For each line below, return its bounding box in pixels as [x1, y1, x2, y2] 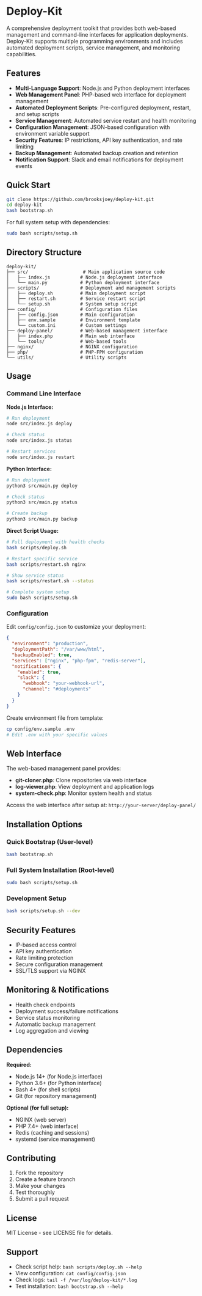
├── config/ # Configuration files [6, 306, 138, 312]
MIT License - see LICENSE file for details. [6, 1229, 113, 1237]
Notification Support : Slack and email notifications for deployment [15, 156, 184, 163]
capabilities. [6, 50, 37, 57]
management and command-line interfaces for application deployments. [6, 31, 189, 38]
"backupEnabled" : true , [12, 652, 72, 658]
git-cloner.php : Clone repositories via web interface [15, 777, 147, 784]
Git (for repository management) [15, 1092, 97, 1099]
